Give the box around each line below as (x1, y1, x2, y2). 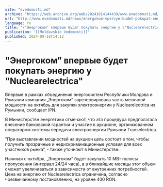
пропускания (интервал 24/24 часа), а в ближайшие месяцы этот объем (5, 161, 156, 167)
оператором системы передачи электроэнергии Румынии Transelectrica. (5, 126, 158, 132)
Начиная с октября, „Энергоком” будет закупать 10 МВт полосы (5, 156, 138, 161)
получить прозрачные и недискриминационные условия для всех (5, 141, 142, 147)
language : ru (5, 20, 32, 26)
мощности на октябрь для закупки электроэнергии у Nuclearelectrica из (5, 102, 155, 108)
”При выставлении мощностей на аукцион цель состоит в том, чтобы (5, 136, 149, 142)
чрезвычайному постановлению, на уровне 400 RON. (5, 176, 117, 182)
